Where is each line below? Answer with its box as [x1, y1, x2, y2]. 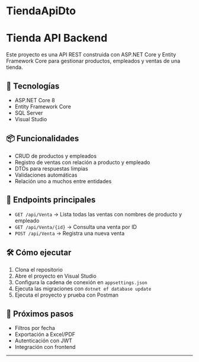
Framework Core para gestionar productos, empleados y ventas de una [6, 58, 181, 65]
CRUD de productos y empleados [14, 152, 97, 159]
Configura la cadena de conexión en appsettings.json [14, 279, 147, 286]
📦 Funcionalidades [6, 134, 79, 144]
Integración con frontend [14, 344, 76, 351]
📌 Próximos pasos [6, 309, 74, 319]
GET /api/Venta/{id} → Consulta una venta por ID [14, 223, 137, 230]
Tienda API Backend [6, 32, 108, 45]
